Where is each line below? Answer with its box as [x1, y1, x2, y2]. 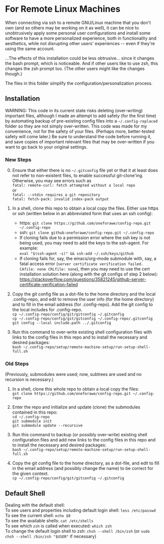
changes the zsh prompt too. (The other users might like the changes [5, 65, 145, 72]
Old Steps [5, 360, 29, 367]
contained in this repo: [12, 409, 58, 415]
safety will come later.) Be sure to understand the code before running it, [5, 133, 152, 139]
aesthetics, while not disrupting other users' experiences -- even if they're [5, 40, 155, 46]
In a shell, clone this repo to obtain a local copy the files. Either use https [12, 205, 159, 211]
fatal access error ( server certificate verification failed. [19, 261, 143, 267]
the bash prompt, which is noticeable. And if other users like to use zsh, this [5, 60, 158, 66]
